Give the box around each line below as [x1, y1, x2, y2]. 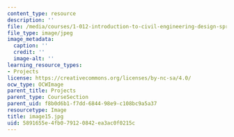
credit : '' [13, 49, 45, 56]
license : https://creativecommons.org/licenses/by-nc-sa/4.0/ [7, 74, 192, 82]
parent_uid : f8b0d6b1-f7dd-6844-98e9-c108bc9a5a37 [7, 100, 157, 107]
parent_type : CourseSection [7, 94, 89, 101]
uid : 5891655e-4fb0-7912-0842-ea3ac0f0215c [7, 119, 136, 127]
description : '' [7, 17, 54, 24]
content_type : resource [7, 10, 77, 17]
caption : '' [13, 42, 49, 49]
